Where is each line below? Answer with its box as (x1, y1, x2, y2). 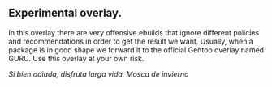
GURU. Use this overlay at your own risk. (8, 53, 145, 63)
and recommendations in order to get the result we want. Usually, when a (8, 36, 253, 46)
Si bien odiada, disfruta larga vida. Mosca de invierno (8, 68, 189, 79)
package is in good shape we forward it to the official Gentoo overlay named (8, 44, 265, 55)
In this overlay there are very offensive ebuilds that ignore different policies (8, 27, 260, 37)
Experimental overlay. (8, 6, 122, 20)
